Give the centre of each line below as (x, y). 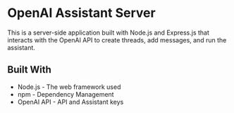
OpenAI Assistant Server (82, 13)
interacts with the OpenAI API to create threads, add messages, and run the (117, 40)
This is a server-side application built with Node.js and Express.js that (109, 32)
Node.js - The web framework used (69, 87)
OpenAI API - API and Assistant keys (70, 102)
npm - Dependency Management (66, 94)
